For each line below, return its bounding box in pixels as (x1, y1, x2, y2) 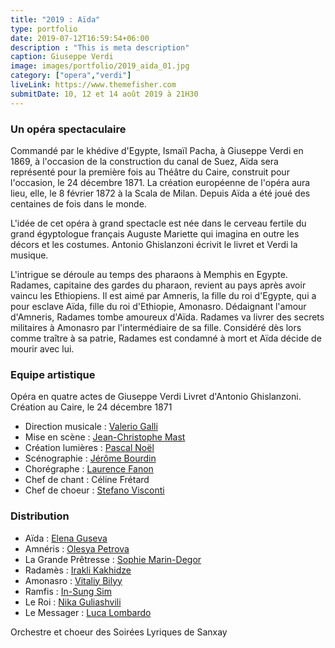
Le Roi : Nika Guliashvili (24, 596, 122, 608)
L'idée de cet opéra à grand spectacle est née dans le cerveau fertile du (10, 217, 307, 229)
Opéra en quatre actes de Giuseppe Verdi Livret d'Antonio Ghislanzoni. (10, 391, 302, 403)
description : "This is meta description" (10, 42, 190, 53)
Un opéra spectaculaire (10, 122, 127, 136)
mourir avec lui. (10, 342, 75, 355)
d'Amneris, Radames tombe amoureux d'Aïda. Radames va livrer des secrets (10, 311, 325, 323)
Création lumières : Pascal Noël (24, 442, 155, 454)
